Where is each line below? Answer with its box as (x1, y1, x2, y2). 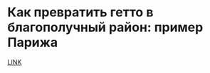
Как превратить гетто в (7, 4, 154, 21)
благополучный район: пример (7, 19, 204, 35)
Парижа (7, 35, 58, 50)
